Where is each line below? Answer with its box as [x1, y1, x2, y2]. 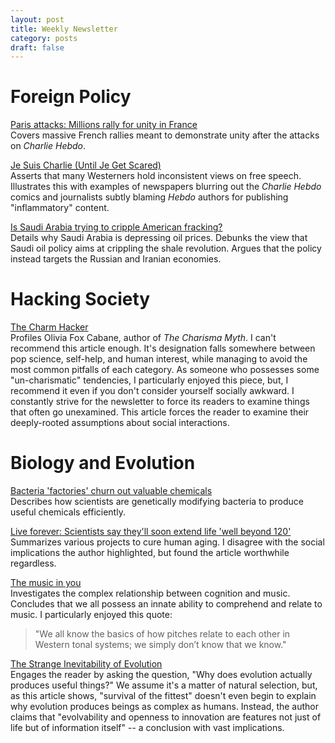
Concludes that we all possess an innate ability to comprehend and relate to [10, 598, 323, 610]
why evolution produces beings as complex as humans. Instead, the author [10, 701, 320, 713]
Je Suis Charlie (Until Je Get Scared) [10, 159, 162, 171]
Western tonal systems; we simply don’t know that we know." [34, 639, 287, 651]
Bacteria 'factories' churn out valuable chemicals [10, 485, 213, 497]
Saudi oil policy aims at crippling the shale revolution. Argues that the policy [10, 242, 322, 255]
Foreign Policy [10, 86, 132, 108]
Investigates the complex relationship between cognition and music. [10, 587, 291, 600]
